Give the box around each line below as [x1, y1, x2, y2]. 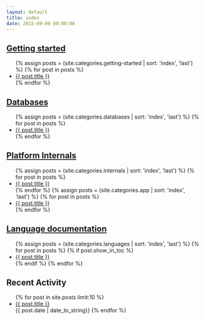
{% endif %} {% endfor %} [15, 259, 83, 267]
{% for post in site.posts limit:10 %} [15, 294, 105, 301]
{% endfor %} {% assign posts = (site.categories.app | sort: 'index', [15, 186, 185, 193]
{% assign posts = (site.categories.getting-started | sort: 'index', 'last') [15, 60, 193, 67]
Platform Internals [6, 150, 76, 161]
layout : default [6, 9, 48, 15]
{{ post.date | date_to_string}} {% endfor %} [15, 306, 127, 314]
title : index [6, 15, 40, 21]
